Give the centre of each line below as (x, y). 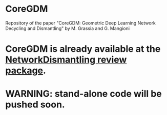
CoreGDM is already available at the (83, 49)
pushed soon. (35, 105)
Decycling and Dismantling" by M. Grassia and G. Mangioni (67, 28)
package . (26, 70)
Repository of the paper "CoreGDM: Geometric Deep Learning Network (81, 23)
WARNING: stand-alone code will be (84, 94)
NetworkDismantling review (66, 60)
